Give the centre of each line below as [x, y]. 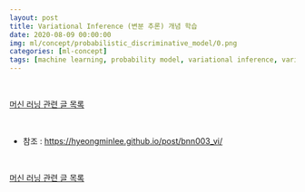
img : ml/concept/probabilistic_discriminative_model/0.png [123, 43]
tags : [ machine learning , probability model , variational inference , [144, 60]
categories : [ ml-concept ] [58, 52]
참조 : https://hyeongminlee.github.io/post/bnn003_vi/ [123, 141]
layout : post [34, 18]
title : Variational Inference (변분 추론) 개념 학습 [103, 26]
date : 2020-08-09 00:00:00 [60, 34]
